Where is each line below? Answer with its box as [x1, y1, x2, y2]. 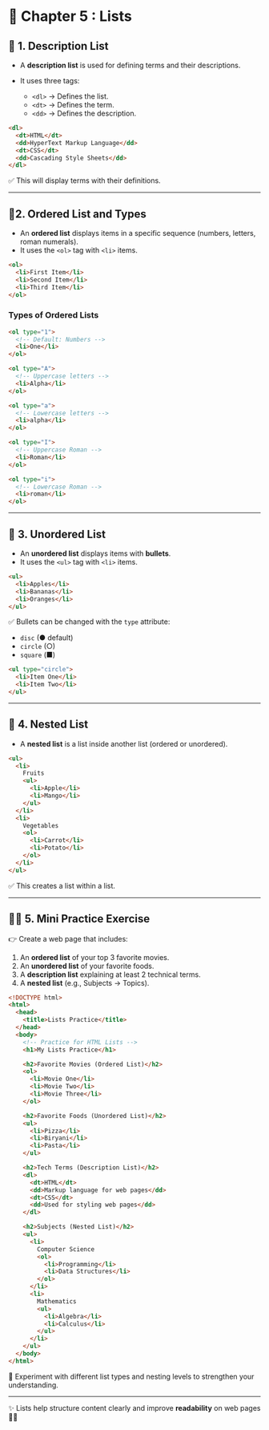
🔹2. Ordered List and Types [8, 207, 147, 221]
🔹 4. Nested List [8, 718, 89, 731]
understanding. [8, 1379, 58, 1390]
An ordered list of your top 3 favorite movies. [19, 952, 170, 962]
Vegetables [22, 821, 59, 829]
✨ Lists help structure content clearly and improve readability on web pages [8, 1403, 261, 1412]
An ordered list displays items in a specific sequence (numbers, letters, [19, 229, 256, 238]
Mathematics [37, 1297, 78, 1306]
